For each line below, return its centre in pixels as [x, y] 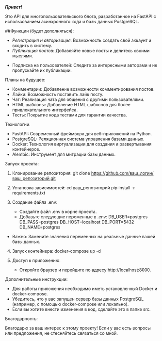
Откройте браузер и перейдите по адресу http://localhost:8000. [85, 270]
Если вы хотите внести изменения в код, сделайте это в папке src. [81, 309]
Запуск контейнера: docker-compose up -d [56, 251]
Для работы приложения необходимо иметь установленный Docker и [85, 289]
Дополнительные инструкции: [36, 279]
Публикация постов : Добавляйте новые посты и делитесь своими [81, 51]
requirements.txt [29, 193]
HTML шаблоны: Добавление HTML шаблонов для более [71, 105]
